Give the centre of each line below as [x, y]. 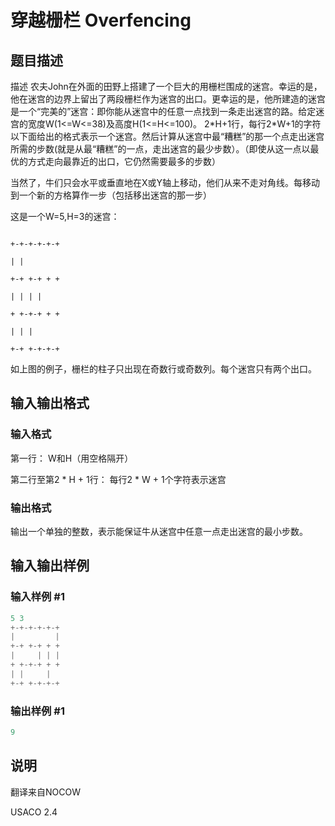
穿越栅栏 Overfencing [101, 20]
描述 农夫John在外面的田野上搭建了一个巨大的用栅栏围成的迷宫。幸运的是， [166, 86]
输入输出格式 [50, 403]
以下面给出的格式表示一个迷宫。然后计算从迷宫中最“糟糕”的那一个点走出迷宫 [167, 136]
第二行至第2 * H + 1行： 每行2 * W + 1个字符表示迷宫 [118, 479]
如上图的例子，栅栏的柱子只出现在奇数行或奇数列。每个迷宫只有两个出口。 [163, 369]
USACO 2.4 [34, 812]
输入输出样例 [50, 566]
